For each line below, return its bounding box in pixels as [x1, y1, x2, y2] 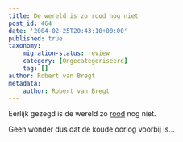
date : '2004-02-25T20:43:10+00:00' [8, 27, 128, 35]
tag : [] [23, 65, 48, 73]
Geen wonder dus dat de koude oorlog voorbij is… [8, 124, 175, 134]
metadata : [8, 79, 42, 87]
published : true [8, 34, 63, 43]
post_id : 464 [8, 19, 52, 27]
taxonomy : [8, 42, 42, 50]
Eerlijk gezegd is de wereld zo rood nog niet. [8, 109, 156, 119]
